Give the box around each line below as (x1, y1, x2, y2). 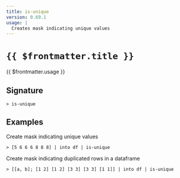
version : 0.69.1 (6, 14, 46, 20)
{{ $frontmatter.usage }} (6, 68, 65, 75)
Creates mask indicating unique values (11, 25, 110, 31)
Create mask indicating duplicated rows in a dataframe (6, 155, 140, 162)
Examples (6, 117, 43, 128)
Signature (6, 85, 43, 96)
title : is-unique (6, 8, 49, 15)
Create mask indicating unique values (6, 133, 99, 140)
